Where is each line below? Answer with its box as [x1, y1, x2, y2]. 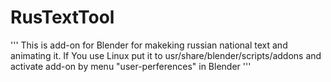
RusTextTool [10, 6, 115, 29]
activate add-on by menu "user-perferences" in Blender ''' [10, 60, 252, 72]
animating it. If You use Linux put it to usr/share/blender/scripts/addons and [10, 49, 322, 61]
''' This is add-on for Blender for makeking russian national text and [10, 39, 288, 51]
